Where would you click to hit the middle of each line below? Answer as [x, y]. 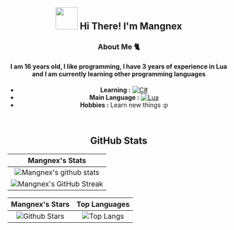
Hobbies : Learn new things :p [124, 105]
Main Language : [115, 97]
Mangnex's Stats [57, 161]
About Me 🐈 [119, 47]
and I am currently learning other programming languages [119, 74]
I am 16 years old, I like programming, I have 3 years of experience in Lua [119, 66]
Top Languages [103, 205]
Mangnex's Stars [40, 205]
